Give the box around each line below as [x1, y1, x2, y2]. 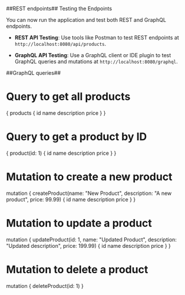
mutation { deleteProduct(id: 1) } [6, 282, 84, 289]
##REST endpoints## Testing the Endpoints [6, 5, 113, 12]
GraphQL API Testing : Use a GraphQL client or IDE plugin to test [14, 52, 171, 58]
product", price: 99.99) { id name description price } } [6, 195, 136, 203]
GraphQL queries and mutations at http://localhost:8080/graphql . [14, 58, 178, 65]
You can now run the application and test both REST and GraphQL [6, 16, 167, 23]
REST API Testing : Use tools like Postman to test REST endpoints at [14, 34, 179, 41]
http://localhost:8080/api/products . [14, 41, 107, 47]
